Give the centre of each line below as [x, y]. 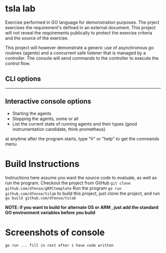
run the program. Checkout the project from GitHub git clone [68, 183]
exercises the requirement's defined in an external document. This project [80, 27]
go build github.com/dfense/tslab [41, 198]
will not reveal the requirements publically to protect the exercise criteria [79, 33]
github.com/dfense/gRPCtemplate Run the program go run [63, 188]
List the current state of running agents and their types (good [75, 124]
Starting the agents [32, 113]
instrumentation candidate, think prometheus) [59, 129]
